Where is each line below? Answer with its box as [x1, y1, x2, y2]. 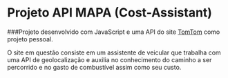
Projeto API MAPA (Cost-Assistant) [7, 5, 213, 21]
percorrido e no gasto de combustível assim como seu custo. [7, 63, 182, 71]
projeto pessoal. [7, 35, 53, 43]
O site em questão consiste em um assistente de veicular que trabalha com [7, 48, 221, 57]
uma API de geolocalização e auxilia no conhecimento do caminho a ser [7, 55, 212, 64]
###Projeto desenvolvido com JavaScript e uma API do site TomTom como [7, 28, 220, 36]
